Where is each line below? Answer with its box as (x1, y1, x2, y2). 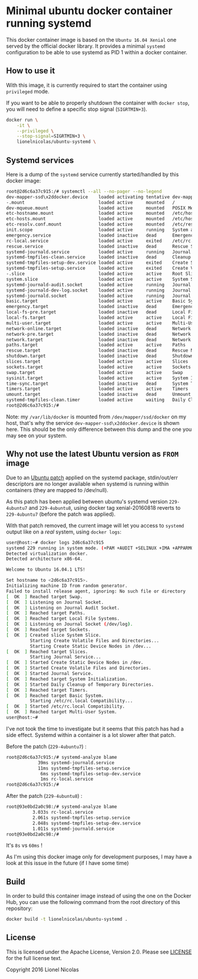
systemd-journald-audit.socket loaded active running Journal (6, 281, 192, 287)
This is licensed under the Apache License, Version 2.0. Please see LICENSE (6, 948, 192, 955)
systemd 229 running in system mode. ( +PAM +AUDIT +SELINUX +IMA (6, 545, 170, 551)
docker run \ (6, 117, 38, 123)
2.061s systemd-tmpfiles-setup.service (32, 814, 131, 821)
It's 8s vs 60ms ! (6, 842, 43, 849)
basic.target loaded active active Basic (6, 298, 186, 304)
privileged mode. (6, 87, 49, 95)
